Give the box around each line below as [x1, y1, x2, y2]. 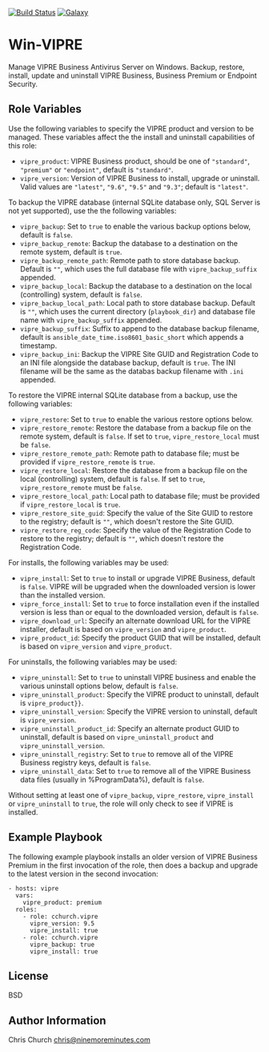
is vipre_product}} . [19, 698, 84, 707]
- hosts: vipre [8, 884, 59, 892]
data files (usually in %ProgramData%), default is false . [19, 775, 205, 784]
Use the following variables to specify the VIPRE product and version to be [8, 123, 255, 133]
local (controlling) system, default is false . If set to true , [19, 474, 206, 484]
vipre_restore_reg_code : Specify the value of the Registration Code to [19, 525, 251, 535]
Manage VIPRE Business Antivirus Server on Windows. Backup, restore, [8, 62, 245, 71]
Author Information [8, 1014, 106, 1027]
